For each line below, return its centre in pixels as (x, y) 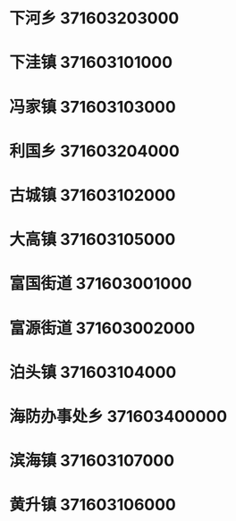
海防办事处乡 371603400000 (118, 416)
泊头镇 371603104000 (93, 372)
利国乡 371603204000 (95, 151)
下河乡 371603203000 (94, 18)
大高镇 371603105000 (93, 240)
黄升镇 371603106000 (93, 505)
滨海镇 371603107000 (92, 461)
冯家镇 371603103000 (93, 107)
